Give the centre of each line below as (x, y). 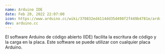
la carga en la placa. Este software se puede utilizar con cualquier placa (78, 42)
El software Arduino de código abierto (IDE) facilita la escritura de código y (81, 37)
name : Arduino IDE (24, 9)
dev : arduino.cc (22, 23)
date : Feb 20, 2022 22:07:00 (35, 14)
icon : (11, 18)
